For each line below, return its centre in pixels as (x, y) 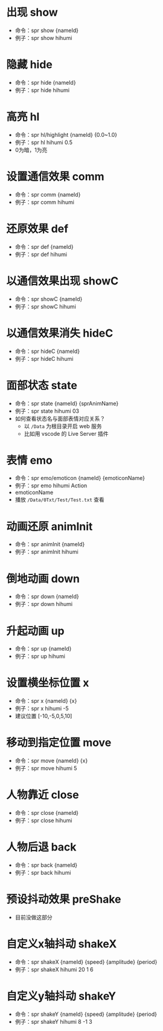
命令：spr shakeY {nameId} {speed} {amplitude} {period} (86, 1014)
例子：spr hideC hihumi (44, 358)
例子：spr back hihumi (43, 873)
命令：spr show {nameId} (46, 30)
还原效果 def (37, 229)
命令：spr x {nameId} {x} (46, 701)
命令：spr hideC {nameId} (47, 351)
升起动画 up (35, 631)
